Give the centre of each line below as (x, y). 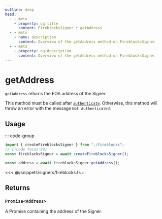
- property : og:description (43, 51)
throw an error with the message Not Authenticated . (58, 109)
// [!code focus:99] (26, 149)
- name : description (35, 37)
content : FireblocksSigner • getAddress (60, 28)
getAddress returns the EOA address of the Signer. (56, 94)
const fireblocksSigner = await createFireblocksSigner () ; (67, 154)
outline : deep (20, 10)
